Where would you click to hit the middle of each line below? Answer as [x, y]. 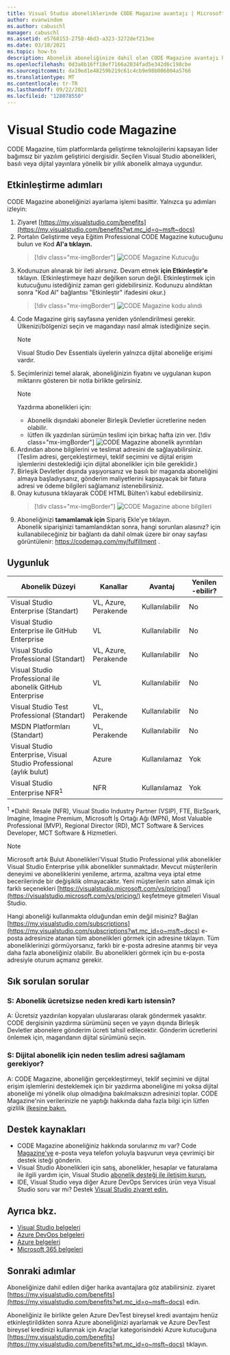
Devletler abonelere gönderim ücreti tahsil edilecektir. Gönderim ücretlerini [112, 1030]
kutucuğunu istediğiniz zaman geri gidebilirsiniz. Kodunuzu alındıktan [115, 285]
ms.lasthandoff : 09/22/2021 [47, 90]
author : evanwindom [35, 20]
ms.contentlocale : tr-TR [42, 84]
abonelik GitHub [37, 687]
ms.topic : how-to [32, 52]
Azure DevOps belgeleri [51, 1235]
